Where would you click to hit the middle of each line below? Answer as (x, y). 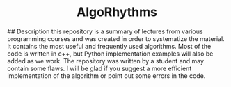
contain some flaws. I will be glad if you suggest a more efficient (99, 68)
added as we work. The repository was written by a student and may (105, 61)
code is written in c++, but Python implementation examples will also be (110, 54)
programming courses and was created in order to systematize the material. (116, 38)
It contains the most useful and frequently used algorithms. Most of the (109, 46)
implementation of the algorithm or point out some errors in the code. (106, 76)
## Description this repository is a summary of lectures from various (105, 31)
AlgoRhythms (117, 12)
